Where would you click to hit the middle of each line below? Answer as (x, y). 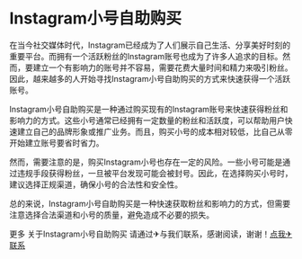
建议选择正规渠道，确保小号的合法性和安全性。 (96, 184)
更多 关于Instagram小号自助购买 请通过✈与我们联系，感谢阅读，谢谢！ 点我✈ (151, 234)
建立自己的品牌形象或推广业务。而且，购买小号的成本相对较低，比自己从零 (155, 131)
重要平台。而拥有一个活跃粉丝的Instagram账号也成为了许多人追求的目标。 (146, 56)
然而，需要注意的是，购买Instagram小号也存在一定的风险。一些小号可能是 (146, 162)
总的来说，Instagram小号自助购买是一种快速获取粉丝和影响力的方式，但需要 (150, 203)
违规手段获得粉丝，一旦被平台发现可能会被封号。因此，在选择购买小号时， (155, 173)
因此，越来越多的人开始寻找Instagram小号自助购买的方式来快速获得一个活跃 (150, 78)
